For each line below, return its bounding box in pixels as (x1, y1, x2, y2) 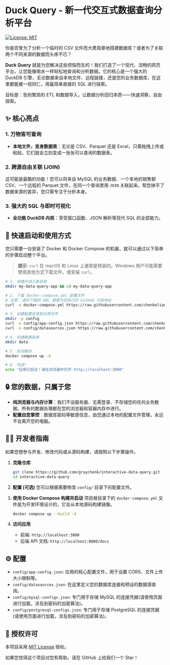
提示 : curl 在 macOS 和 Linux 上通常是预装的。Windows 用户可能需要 (17, 263, 163, 269)
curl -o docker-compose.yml (5, 302, 65, 307)
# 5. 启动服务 (5, 348, 32, 354)
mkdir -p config (5, 316, 39, 322)
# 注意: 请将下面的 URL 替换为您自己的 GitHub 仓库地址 (5, 297, 112, 303)
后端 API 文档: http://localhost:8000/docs (20, 538, 109, 544)
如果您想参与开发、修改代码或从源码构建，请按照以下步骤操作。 (5, 449, 138, 455)
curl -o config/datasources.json (5, 326, 76, 331)
